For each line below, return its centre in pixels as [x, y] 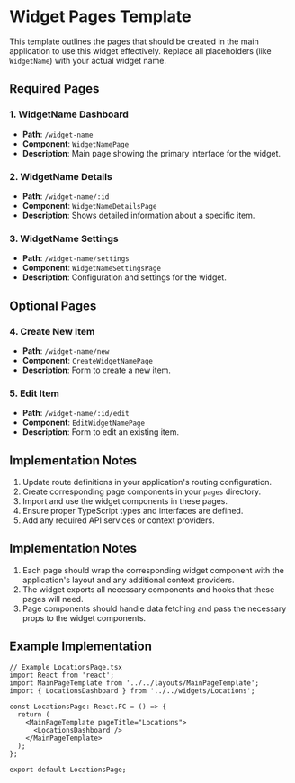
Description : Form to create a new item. [96, 370]
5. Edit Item [35, 393]
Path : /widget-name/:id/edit [76, 413]
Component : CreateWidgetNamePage [87, 360]
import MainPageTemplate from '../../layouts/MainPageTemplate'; [134, 683]
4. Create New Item [52, 331]
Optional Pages [53, 306]
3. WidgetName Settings [64, 238]
